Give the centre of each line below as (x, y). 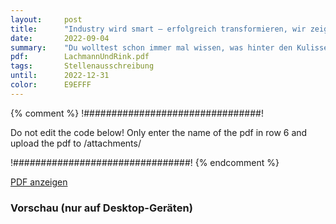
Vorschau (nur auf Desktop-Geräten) (101, 208)
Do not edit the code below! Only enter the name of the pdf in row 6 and (159, 132)
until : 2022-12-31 (60, 76)
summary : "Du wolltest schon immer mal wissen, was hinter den (151, 47)
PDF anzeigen (39, 182)
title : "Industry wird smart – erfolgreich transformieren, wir (158, 29)
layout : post (46, 19)
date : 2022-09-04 (60, 38)
